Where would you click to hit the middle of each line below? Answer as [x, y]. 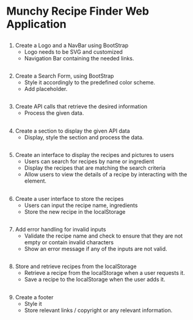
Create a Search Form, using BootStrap [64, 76]
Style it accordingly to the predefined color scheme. [90, 82]
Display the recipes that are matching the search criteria [95, 168]
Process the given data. [54, 113]
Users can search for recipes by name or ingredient [89, 162]
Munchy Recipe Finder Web [78, 11]
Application [36, 24]
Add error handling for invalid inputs [60, 229]
